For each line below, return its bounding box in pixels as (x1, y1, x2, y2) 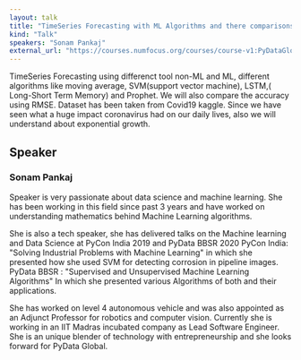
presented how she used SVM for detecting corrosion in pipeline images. (9, 256, 279, 267)
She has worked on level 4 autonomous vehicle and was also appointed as (9, 302, 285, 313)
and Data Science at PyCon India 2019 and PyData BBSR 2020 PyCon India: (9, 237, 288, 248)
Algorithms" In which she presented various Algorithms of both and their (9, 275, 277, 287)
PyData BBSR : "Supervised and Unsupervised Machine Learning (9, 266, 250, 277)
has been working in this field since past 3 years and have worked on (9, 201, 265, 211)
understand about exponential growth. (9, 118, 150, 130)
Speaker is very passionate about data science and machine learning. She (9, 192, 283, 202)
